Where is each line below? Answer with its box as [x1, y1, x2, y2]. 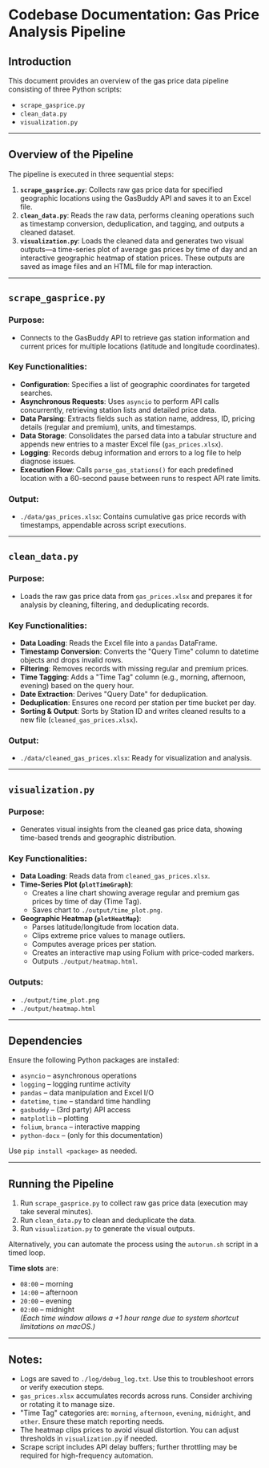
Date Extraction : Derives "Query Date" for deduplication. [19, 689, 208, 699]
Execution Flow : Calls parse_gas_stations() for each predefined [19, 464, 234, 475]
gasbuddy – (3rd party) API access [19, 1105, 131, 1115]
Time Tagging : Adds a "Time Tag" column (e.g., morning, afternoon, [19, 672, 246, 682]
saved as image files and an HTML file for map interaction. [19, 261, 213, 271]
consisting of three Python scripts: [8, 84, 122, 94]
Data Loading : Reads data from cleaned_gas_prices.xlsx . [19, 871, 211, 881]
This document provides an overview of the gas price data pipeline [8, 76, 230, 85]
